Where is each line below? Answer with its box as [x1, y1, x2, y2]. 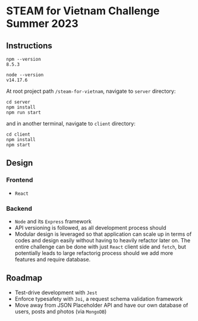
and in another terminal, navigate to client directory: [6, 120, 136, 127]
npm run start [6, 110, 42, 116]
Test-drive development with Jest [14, 289, 98, 296]
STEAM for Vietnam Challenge [6, 4, 160, 18]
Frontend [6, 176, 33, 184]
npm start [6, 142, 31, 148]
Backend [6, 204, 33, 213]
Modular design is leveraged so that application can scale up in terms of [14, 230, 192, 238]
